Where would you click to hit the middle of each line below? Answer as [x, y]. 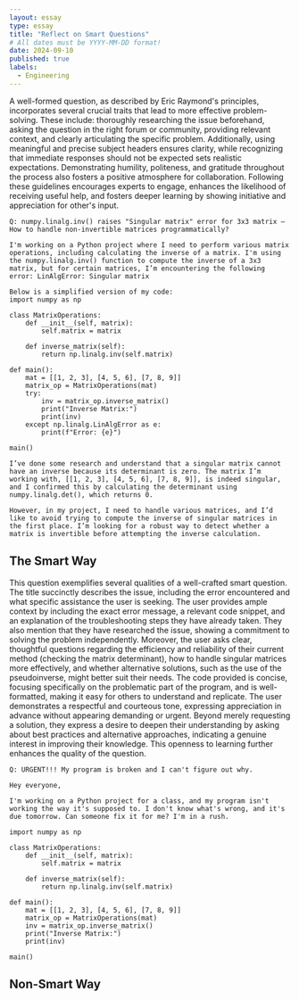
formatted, [29, 696]
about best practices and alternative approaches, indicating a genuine [138, 734]
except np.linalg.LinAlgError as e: [94, 425]
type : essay [31, 26]
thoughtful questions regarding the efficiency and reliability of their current [146, 649]
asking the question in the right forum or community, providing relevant [140, 129]
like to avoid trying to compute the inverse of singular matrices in [143, 518]
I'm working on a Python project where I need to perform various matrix [149, 245]
